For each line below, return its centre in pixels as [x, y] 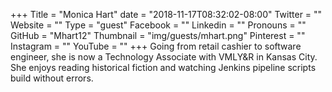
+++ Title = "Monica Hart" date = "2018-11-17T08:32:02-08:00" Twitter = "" [166, 14]
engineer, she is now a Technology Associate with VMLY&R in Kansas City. [164, 57]
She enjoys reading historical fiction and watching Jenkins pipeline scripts [163, 67]
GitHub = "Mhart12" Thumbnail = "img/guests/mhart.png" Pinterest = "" [158, 35]
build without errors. [52, 78]
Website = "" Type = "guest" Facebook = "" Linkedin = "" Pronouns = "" [158, 25]
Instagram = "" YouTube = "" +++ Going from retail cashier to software [156, 46]
